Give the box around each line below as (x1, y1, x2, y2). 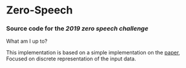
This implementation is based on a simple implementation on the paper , (6, 49, 181, 56)
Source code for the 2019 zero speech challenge (6, 25, 149, 33)
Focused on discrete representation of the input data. (6, 55, 136, 62)
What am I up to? (6, 38, 47, 45)
